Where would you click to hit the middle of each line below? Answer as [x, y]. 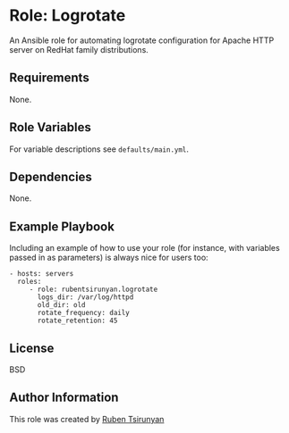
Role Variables [50, 127]
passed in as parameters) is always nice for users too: [109, 258]
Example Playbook [62, 226]
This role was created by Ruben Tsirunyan [87, 419]
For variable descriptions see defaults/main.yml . [99, 149]
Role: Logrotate [68, 16]
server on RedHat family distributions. [79, 49]
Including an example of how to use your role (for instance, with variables [144, 248]
